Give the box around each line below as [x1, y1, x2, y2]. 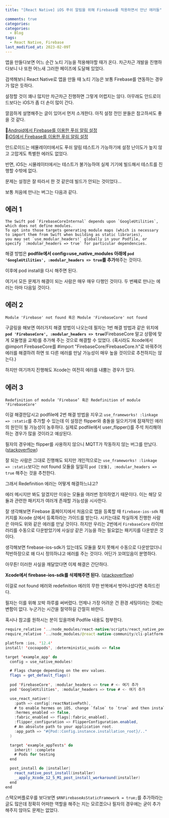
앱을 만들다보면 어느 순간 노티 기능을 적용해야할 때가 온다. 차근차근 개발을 [5, 59, 149, 65]
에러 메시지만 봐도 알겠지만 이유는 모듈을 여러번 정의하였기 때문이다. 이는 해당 [5, 491, 157, 497]
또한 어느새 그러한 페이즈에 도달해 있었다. [24, 65, 105, 71]
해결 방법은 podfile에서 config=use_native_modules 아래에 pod [5, 250, 134, 256]
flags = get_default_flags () [10, 673, 71, 678]
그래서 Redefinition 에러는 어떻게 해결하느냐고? [5, 481, 98, 487]
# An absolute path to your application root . [14, 724, 114, 729]
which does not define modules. [5, 223, 73, 228]
